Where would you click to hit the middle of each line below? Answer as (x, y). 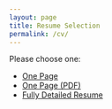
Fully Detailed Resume (62, 95)
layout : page (33, 17)
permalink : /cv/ (39, 34)
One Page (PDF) (51, 86)
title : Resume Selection (55, 26)
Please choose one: (45, 59)
